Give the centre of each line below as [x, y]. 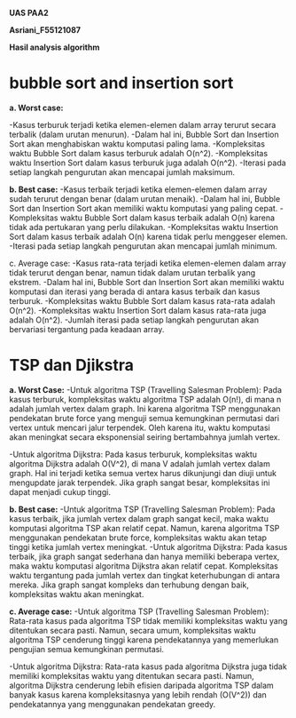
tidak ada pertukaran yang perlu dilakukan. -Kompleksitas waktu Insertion [144, 227]
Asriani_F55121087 [45, 30]
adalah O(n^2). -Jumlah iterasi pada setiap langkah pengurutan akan [134, 320]
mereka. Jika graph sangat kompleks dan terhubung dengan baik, [129, 585]
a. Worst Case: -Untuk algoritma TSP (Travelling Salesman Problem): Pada [145, 389]
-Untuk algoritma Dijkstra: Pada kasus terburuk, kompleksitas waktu [133, 454]
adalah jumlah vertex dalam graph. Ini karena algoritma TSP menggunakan [145, 409]
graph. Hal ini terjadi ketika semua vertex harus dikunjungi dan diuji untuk [143, 473]
